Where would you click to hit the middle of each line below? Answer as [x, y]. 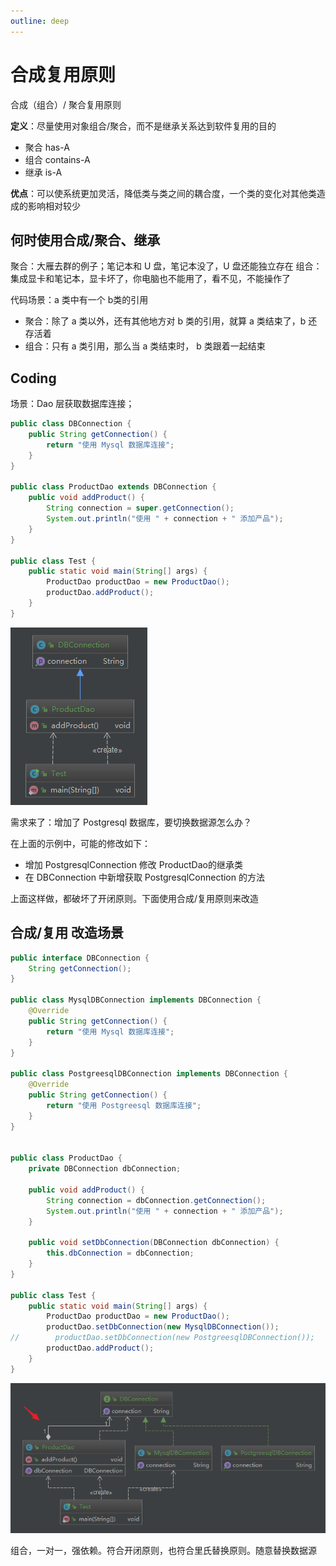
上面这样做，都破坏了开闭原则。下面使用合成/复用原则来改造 [135, 898]
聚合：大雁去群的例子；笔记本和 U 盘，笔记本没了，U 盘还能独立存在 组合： [166, 266]
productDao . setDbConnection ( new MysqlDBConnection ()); [163, 1327]
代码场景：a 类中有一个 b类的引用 [79, 300]
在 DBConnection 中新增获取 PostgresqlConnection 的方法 [144, 877]
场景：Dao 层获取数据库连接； [72, 404]
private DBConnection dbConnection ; [105, 1169]
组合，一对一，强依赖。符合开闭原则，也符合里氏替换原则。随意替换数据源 [163, 1550]
